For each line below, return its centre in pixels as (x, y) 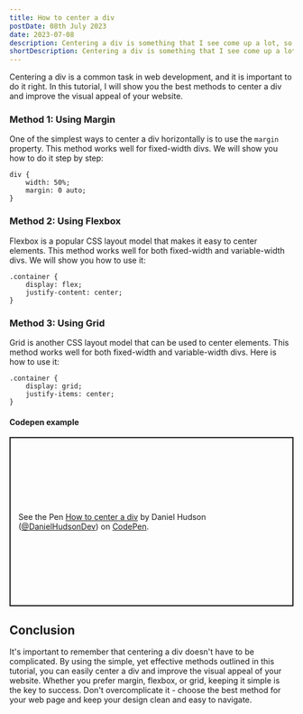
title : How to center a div (62, 18)
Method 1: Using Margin (62, 120)
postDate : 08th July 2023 (58, 26)
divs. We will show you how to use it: (78, 260)
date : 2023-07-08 (42, 34)
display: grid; (54, 386)
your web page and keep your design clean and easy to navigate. (131, 700)
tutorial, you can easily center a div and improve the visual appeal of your (146, 671)
